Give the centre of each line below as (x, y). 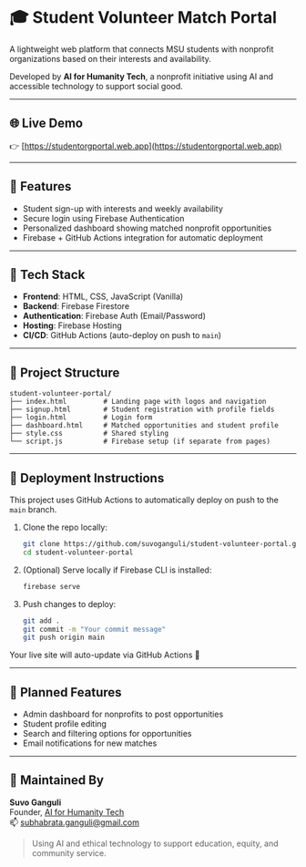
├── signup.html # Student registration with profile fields (142, 410)
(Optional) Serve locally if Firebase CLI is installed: (117, 570)
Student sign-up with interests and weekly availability (122, 208)
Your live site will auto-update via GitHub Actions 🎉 (105, 655)
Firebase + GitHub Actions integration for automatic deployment (143, 237)
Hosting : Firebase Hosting (72, 325)
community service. (69, 852)
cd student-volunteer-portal (78, 552)
